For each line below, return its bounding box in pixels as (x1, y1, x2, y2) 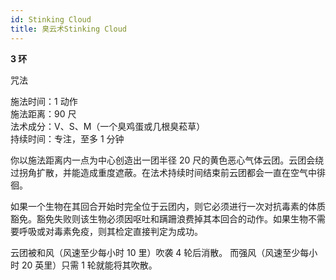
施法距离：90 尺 (10, 107, 77, 120)
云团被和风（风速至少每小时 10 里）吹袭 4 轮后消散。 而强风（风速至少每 (10, 246, 310, 258)
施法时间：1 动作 (10, 95, 78, 107)
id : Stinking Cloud (10, 14, 92, 25)
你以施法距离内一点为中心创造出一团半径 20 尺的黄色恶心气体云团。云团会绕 (10, 154, 325, 166)
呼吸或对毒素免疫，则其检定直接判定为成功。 (18, 225, 203, 237)
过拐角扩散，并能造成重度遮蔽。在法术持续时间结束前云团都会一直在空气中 (10, 166, 317, 178)
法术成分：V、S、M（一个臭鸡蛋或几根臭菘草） (10, 120, 206, 132)
